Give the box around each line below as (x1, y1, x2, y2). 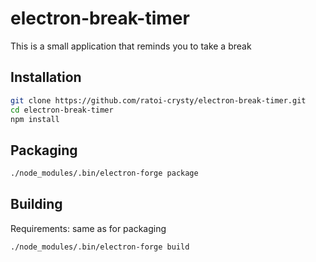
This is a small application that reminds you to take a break (10, 40, 252, 52)
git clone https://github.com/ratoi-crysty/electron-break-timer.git (10, 95, 307, 106)
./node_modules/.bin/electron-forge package (10, 168, 199, 179)
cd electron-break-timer (10, 105, 114, 115)
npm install (10, 114, 60, 124)
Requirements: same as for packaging (10, 222, 167, 234)
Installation (10, 69, 82, 86)
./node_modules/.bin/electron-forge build (10, 242, 190, 252)
